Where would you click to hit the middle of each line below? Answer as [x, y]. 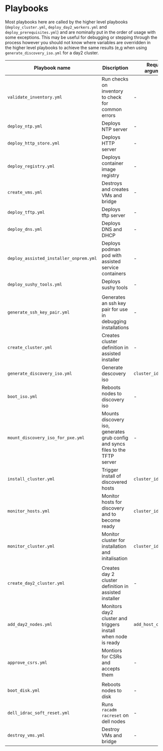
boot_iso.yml [23, 396]
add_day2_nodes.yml [30, 624]
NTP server [114, 129]
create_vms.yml [25, 192]
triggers [111, 624]
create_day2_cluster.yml [36, 583]
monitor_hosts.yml [29, 511]
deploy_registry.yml [31, 166]
